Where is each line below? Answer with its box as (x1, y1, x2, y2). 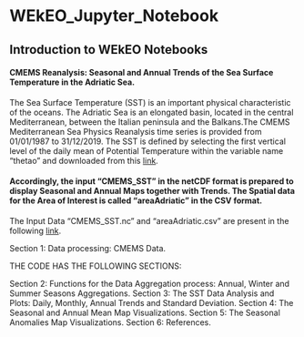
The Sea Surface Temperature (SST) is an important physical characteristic (9, 97, 291, 107)
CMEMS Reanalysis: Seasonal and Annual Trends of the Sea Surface (9, 67, 274, 78)
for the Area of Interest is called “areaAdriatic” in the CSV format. (9, 195, 263, 206)
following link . (9, 225, 62, 236)
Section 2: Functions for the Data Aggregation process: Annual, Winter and (9, 278, 289, 289)
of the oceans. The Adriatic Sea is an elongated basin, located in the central (9, 107, 294, 117)
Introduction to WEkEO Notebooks (9, 42, 208, 57)
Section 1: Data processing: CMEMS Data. (9, 242, 167, 253)
